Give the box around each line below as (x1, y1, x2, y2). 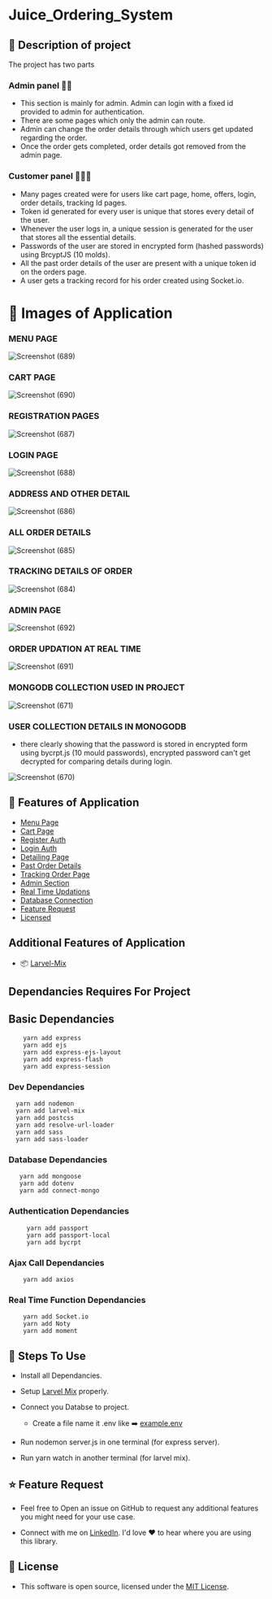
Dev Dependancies (8, 1081, 85, 1092)
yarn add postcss (15, 1114, 75, 1122)
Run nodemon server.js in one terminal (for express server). (19, 1437, 220, 1447)
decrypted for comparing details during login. (19, 756, 173, 766)
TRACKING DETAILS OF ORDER (8, 565, 133, 577)
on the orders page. (19, 267, 87, 277)
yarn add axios (23, 1275, 75, 1284)
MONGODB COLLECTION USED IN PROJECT (8, 682, 185, 693)
